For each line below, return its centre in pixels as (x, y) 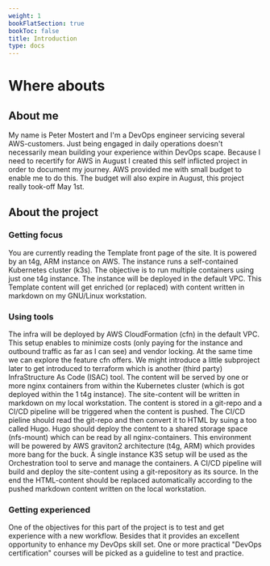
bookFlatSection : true (46, 23)
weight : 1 (25, 16)
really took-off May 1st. (46, 187)
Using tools (31, 316)
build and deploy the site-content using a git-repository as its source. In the (134, 472)
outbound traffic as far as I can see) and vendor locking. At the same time (131, 352)
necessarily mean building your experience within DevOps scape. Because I (135, 152)
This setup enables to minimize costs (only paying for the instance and (126, 343)
